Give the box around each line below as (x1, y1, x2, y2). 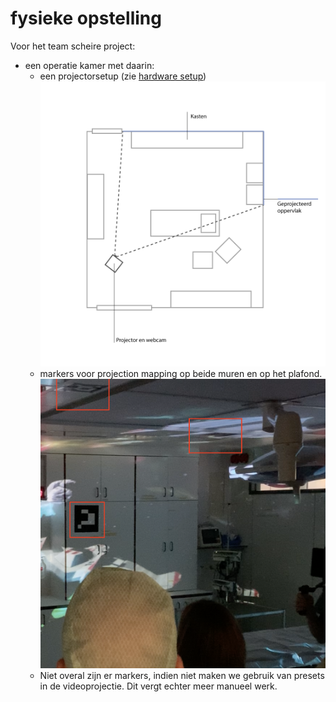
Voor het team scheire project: (10, 40, 136, 52)
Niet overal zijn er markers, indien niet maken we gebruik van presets (39, 669, 325, 681)
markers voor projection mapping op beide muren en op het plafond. (39, 368, 323, 380)
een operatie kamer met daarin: (24, 59, 155, 71)
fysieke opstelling (10, 7, 162, 30)
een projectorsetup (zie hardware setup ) (39, 70, 207, 82)
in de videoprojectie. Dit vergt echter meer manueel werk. (39, 680, 278, 692)
